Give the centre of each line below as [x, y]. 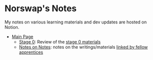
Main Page [22, 37]
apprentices [31, 52]
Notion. [12, 27]
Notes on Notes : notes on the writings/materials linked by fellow [83, 47]
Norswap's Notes [41, 9]
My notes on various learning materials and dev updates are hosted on [76, 22]
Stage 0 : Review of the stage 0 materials [60, 41]
